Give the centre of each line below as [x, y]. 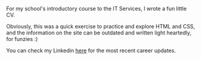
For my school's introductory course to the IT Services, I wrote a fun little [97, 9]
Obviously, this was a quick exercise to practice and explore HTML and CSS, [101, 26]
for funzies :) [22, 39]
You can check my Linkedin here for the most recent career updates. [91, 50]
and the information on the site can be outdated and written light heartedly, [99, 33]
